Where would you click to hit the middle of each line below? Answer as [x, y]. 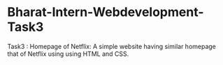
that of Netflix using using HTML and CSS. [68, 54]
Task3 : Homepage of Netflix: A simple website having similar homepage [112, 46]
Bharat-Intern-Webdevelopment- [106, 12]
